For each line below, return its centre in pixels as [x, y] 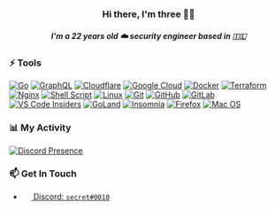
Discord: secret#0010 [72, 196]
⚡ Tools [25, 63]
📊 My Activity [40, 128]
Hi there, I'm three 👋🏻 [149, 14]
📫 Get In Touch [43, 174]
